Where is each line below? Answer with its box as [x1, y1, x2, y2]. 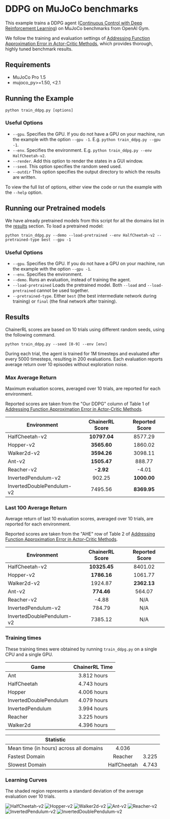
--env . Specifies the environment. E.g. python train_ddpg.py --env [12, 147, 152, 153]
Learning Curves [5, 776, 48, 783]
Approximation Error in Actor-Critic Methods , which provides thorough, [5, 40, 153, 46]
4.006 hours [78, 689, 108, 696]
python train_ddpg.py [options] [5, 108, 73, 113]
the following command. [5, 332, 56, 338]
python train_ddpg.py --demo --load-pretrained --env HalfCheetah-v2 [5, 233, 155, 238]
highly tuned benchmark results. [5, 46, 73, 52]
